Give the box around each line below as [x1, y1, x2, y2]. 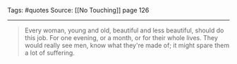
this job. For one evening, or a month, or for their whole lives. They [24, 34, 219, 41]
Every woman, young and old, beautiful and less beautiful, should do [24, 26, 224, 34]
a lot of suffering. [24, 49, 75, 57]
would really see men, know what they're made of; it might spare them [24, 41, 230, 49]
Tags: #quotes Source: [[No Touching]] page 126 [7, 6, 150, 14]
